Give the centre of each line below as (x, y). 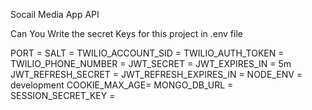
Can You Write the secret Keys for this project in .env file (126, 33)
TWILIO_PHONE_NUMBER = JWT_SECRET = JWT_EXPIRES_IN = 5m (151, 63)
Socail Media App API (55, 14)
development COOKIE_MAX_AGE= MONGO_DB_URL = (122, 85)
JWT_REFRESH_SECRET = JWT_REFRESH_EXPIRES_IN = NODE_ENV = (156, 74)
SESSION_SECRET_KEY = (63, 95)
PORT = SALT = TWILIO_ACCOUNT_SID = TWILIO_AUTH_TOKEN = (147, 53)
